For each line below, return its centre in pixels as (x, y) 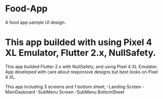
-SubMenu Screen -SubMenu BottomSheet (81, 92)
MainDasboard (20, 92)
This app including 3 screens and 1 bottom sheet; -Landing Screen (73, 87)
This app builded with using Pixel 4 (79, 42)
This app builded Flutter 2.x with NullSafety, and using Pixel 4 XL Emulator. (81, 66)
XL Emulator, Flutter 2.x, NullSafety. (81, 53)
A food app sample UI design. (36, 22)
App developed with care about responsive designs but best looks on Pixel (81, 72)
